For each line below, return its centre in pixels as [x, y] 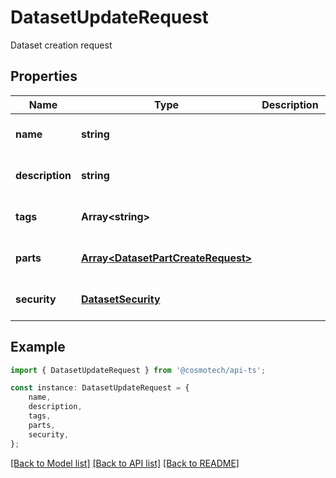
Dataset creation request [61, 45]
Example [38, 347]
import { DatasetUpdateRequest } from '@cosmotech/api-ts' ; [138, 370]
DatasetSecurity [120, 299]
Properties [44, 76]
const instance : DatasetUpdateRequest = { [100, 388]
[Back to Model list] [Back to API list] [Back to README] [125, 463]
